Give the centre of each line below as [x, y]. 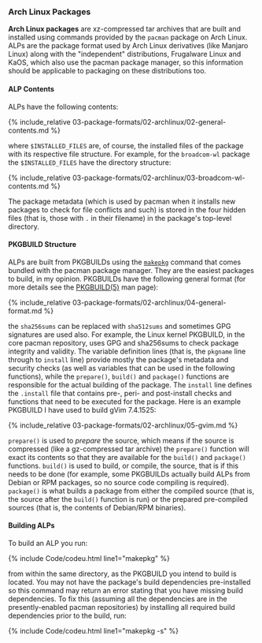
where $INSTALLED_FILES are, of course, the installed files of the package [126, 145]
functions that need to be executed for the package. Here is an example [125, 402]
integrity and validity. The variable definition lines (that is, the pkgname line [127, 351]
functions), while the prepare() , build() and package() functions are [119, 376]
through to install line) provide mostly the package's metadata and [118, 359]
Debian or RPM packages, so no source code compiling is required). [119, 482]
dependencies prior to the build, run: [68, 615]
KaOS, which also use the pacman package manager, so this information [126, 62]
